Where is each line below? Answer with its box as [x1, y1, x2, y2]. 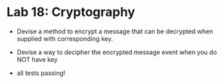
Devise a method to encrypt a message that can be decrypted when [16, 27, 213, 35]
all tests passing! [16, 69, 66, 77]
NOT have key [16, 55, 58, 63]
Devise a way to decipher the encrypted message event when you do [16, 48, 218, 56]
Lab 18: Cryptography [6, 4, 136, 20]
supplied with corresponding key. [16, 34, 113, 42]
